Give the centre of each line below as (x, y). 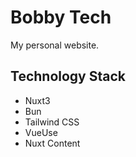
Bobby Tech (61, 17)
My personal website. (55, 45)
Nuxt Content (52, 143)
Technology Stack (68, 76)
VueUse (41, 132)
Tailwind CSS (52, 122)
